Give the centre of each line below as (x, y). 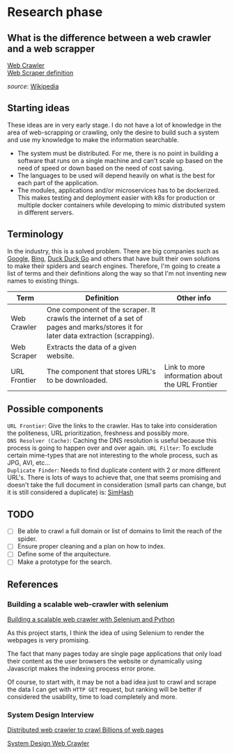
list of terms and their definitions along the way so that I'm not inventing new (117, 273)
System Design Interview (50, 715)
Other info (194, 298)
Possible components (55, 409)
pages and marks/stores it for (95, 327)
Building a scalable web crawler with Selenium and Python (91, 620)
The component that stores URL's (101, 371)
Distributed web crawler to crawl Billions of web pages (85, 730)
